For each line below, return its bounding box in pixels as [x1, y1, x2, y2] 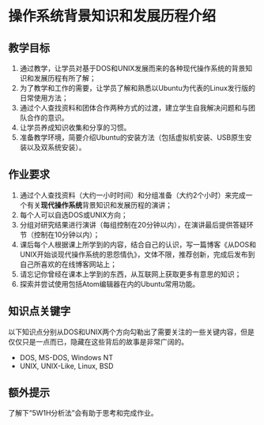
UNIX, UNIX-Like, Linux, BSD [19, 361, 114, 370]
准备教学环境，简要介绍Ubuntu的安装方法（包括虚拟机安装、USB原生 [19, 133, 245, 142]
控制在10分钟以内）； [33, 230, 100, 239]
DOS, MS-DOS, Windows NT [19, 352, 113, 362]
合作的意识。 [26, 113, 69, 122]
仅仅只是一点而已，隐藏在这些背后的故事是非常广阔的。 [8, 337, 188, 346]
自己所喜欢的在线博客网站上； [19, 259, 117, 269]
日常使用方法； [19, 93, 69, 103]
